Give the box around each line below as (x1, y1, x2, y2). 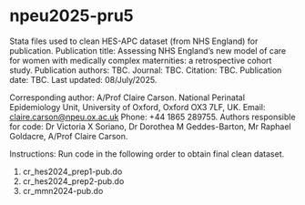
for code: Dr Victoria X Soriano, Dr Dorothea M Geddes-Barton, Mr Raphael (9, 120, 291, 132)
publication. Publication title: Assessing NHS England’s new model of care (9, 45, 287, 56)
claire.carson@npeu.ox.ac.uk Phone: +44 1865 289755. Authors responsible (9, 111, 296, 122)
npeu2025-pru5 (9, 5, 134, 26)
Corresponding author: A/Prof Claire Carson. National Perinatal (9, 92, 246, 103)
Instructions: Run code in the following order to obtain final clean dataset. (9, 148, 285, 159)
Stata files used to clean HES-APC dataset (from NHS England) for (9, 36, 259, 46)
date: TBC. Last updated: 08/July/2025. (9, 74, 158, 85)
